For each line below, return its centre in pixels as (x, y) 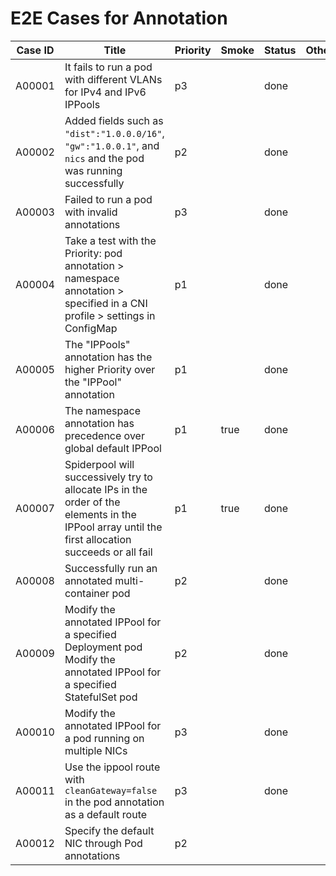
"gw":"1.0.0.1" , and (112, 145)
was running (93, 170)
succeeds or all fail (108, 552)
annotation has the (108, 357)
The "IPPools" (97, 344)
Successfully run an (111, 568)
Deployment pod (103, 647)
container (87, 593)
